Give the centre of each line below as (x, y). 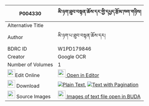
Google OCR (72, 57)
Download (28, 86)
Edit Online (28, 75)
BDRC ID (17, 49)
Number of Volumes (30, 64)
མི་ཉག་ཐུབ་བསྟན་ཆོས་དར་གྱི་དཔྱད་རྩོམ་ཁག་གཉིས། (99, 12)
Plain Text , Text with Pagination (100, 85)
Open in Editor (83, 75)
